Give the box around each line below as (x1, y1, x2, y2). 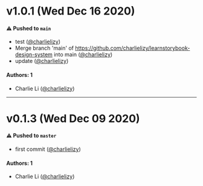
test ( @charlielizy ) (14, 38, 61, 45)
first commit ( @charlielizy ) (14, 145, 82, 153)
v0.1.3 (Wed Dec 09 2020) (6, 111, 140, 125)
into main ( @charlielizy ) (54, 51, 113, 58)
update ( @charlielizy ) (14, 58, 69, 65)
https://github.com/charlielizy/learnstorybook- (75, 44, 190, 52)
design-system (14, 51, 53, 58)
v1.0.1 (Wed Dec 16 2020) (6, 4, 135, 18)
